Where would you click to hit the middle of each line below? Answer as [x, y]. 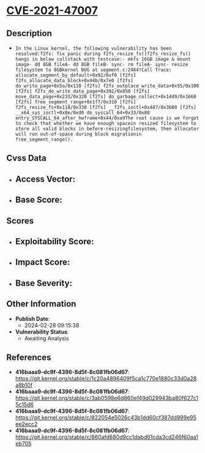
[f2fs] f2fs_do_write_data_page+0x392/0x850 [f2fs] [82, 91]
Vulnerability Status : [42, 332]
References [29, 357]
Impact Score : [43, 262]
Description [29, 33]
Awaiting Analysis [47, 338]
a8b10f [24, 385]
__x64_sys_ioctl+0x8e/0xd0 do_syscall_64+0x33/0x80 [82, 113]
